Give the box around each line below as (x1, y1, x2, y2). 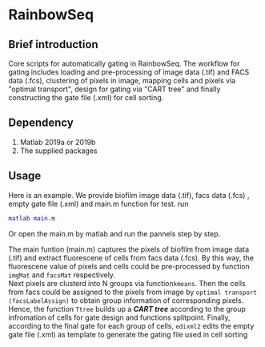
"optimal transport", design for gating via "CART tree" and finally (8, 84, 221, 94)
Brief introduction (8, 38, 98, 51)
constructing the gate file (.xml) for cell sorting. (8, 93, 164, 102)
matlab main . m (8, 214, 56, 222)
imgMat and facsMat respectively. (8, 270, 116, 280)
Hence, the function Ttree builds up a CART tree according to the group (8, 304, 246, 313)
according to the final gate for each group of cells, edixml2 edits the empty (8, 321, 255, 330)
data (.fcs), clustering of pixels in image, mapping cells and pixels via (8, 76, 236, 85)
